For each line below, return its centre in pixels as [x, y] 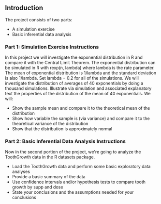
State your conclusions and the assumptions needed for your [73, 192]
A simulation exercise [33, 29]
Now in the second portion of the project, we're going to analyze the [73, 152]
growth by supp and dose [37, 187]
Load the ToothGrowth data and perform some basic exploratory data [81, 167]
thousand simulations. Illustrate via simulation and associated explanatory [78, 88]
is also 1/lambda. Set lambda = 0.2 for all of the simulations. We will [72, 78]
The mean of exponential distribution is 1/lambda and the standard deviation [80, 73]
